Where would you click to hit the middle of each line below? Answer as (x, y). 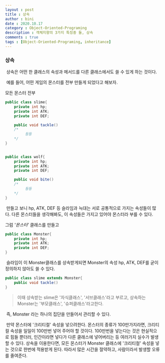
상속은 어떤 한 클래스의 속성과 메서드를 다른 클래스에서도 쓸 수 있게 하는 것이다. (82, 72)
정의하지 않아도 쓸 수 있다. (30, 269)
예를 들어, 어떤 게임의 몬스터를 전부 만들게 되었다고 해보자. (62, 83)
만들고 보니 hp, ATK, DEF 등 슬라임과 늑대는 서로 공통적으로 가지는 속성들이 (79, 208)
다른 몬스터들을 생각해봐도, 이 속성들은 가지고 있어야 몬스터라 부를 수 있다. (82, 214)
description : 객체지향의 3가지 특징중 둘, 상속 (49, 33)
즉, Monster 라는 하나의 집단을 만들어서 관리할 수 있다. (58, 314)
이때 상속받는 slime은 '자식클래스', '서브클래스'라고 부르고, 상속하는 (82, 297)
